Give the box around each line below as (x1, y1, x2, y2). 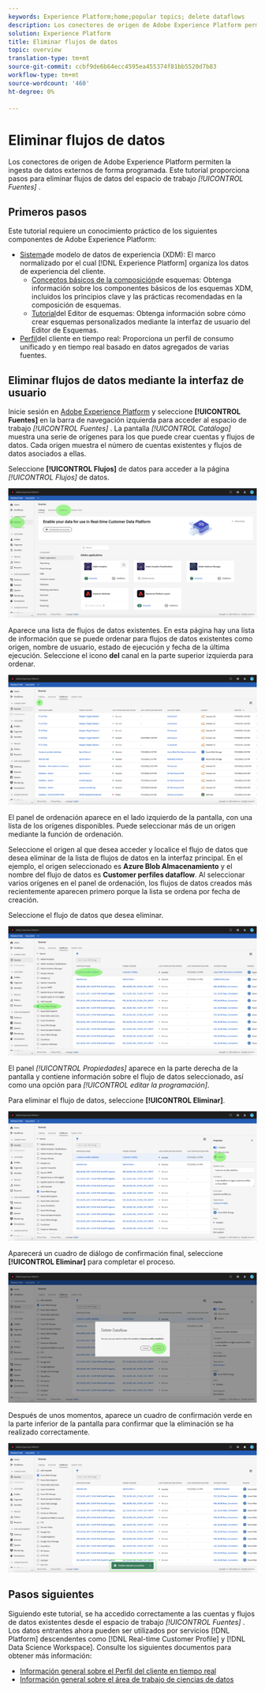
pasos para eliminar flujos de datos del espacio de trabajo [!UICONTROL (8, 174, 244, 183)
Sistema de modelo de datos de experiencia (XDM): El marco (19, 250, 216, 260)
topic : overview (8, 46, 62, 55)
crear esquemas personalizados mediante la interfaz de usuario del (31, 317, 251, 327)
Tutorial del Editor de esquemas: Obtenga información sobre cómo (31, 309, 246, 318)
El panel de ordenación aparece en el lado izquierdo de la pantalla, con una (8, 812, 252, 822)
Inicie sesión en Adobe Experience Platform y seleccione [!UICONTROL (8, 407, 241, 416)
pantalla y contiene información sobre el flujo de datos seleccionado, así (8, 1071, 244, 1081)
